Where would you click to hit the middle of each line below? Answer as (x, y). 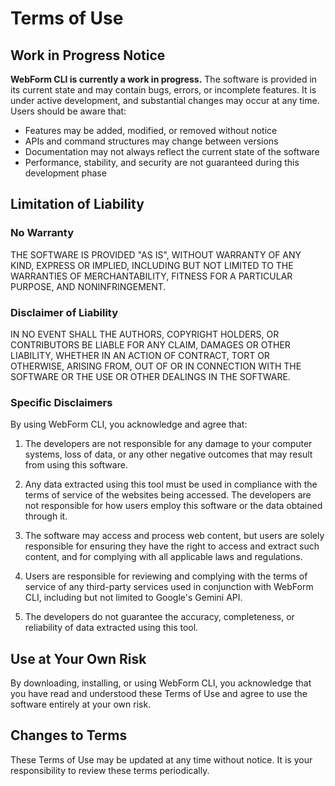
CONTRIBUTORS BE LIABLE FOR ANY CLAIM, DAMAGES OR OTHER (150, 344)
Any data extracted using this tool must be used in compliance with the (171, 484)
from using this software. (76, 465)
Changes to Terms (69, 735)
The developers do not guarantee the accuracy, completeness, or (159, 617)
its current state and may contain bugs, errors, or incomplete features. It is (163, 90)
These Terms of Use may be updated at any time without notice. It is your (161, 759)
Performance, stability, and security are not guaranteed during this (162, 162)
